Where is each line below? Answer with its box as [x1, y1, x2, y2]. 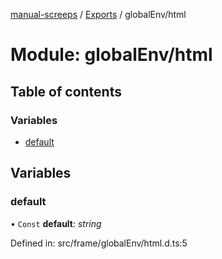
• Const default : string [10, 217, 102, 229]
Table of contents [10, 83, 122, 100]
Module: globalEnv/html [10, 44, 213, 66]
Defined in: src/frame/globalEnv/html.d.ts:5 [10, 237, 188, 249]
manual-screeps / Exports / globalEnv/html [10, 9, 187, 20]
